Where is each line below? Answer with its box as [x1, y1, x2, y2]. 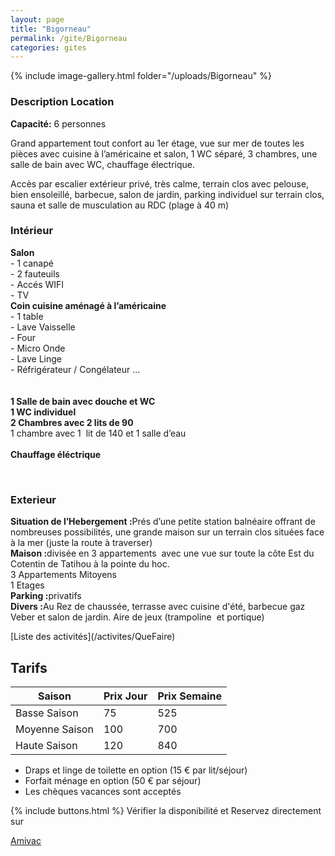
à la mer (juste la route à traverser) [10, 537, 153, 549]
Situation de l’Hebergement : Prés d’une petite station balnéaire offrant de [10, 516, 316, 528]
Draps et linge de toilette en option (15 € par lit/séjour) [24, 764, 248, 776]
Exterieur [10, 492, 57, 506]
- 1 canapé [10, 257, 54, 269]
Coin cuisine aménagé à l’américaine [10, 299, 167, 311]
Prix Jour [103, 689, 148, 703]
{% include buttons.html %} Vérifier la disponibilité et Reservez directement [10, 804, 322, 816]
